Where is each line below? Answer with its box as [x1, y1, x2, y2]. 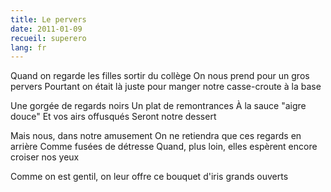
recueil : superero [10, 33, 87, 43]
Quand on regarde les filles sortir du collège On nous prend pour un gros [10, 70, 310, 82]
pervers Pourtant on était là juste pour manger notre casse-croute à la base [10, 81, 322, 93]
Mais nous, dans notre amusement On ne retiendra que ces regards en [10, 130, 302, 142]
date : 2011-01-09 [10, 24, 83, 34]
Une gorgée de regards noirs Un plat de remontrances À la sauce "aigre [10, 100, 307, 112]
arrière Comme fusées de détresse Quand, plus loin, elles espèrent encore [10, 141, 318, 153]
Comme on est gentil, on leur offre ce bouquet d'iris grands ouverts [10, 171, 289, 183]
